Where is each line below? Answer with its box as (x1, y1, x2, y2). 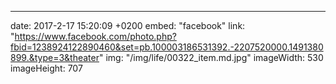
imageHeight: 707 (10, 62, 83, 74)
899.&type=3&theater (10, 52, 100, 63)
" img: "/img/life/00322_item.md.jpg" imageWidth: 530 (99, 52, 324, 63)
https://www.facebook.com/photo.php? (14, 31, 177, 42)
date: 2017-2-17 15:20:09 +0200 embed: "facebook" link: (10, 20, 246, 31)
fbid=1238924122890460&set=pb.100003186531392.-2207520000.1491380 (10, 41, 324, 53)
